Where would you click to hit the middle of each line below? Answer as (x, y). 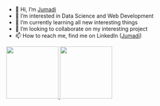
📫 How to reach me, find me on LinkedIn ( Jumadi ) (78, 36)
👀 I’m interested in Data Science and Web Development (84, 16)
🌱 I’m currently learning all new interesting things (76, 22)
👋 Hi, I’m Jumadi (36, 9)
